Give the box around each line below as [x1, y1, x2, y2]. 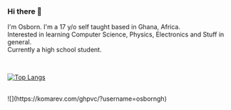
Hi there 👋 [7, 6, 43, 16]
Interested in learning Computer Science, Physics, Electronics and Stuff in [7, 30, 225, 39]
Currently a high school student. [7, 46, 102, 54]
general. [7, 38, 32, 46]
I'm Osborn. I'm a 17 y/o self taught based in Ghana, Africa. [7, 23, 180, 31]
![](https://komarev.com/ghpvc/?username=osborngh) [7, 94, 168, 103]
